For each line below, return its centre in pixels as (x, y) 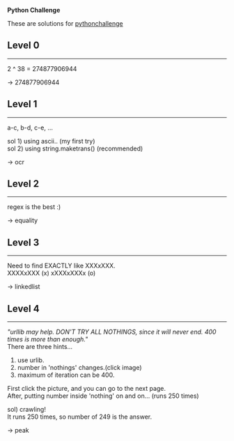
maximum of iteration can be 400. (66, 375)
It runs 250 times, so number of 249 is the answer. (79, 417)
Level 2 (23, 184)
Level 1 (22, 104)
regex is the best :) (34, 207)
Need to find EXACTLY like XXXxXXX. (62, 266)
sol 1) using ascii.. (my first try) (51, 141)
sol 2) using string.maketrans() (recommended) (75, 148)
